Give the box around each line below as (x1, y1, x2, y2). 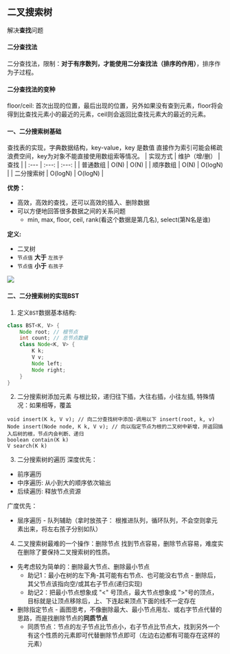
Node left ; (32, 360, 63, 367)
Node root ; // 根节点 (19, 328, 78, 335)
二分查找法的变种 (7, 85, 56, 93)
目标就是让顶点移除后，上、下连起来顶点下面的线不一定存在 (27, 597, 196, 605)
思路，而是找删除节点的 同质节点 (16, 614, 108, 622)
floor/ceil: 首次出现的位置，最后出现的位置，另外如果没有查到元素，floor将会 (7, 101, 223, 110)
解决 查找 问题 (7, 26, 43, 34)
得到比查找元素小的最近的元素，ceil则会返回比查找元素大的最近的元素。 (7, 110, 209, 119)
